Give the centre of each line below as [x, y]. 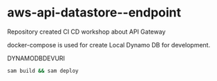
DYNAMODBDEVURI [36, 58]
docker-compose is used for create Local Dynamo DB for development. [109, 45]
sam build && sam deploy [43, 71]
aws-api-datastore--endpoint [94, 13]
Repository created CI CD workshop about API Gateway [86, 32]
